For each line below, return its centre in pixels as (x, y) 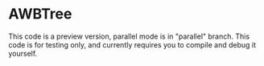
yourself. (23, 53)
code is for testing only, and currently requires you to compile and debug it (132, 44)
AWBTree (40, 14)
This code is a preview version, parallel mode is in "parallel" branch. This (129, 36)
